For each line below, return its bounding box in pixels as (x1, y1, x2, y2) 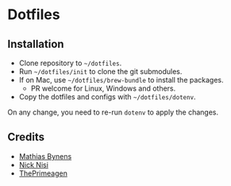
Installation (7, 37, 64, 51)
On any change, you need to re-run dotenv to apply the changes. (7, 107, 219, 117)
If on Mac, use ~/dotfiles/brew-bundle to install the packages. (18, 76, 224, 84)
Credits (7, 130, 45, 144)
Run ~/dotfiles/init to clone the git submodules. (18, 67, 183, 76)
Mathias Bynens (18, 151, 72, 161)
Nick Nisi (18, 160, 49, 169)
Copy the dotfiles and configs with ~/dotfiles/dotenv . (18, 92, 196, 101)
